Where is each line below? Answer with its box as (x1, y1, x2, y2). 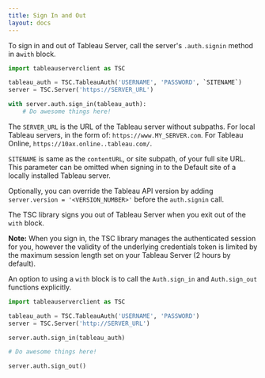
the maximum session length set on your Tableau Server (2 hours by (8, 250, 231, 259)
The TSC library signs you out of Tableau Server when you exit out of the (8, 210, 247, 219)
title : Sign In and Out (8, 11, 87, 20)
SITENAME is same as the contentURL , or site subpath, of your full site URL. (8, 153, 246, 163)
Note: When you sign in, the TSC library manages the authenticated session (8, 233, 256, 243)
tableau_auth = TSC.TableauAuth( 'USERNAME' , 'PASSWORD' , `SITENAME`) (8, 78, 243, 87)
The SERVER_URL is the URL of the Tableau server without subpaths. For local (8, 122, 256, 131)
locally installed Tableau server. (8, 171, 111, 180)
